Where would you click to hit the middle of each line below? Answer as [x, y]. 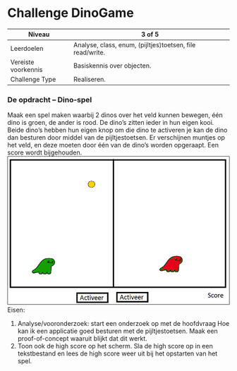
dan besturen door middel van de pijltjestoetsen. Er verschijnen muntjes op [116, 137]
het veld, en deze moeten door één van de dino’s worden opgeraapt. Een [113, 145]
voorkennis [26, 69]
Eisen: [16, 310]
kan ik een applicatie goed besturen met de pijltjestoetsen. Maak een [118, 331]
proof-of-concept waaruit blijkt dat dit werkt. [83, 338]
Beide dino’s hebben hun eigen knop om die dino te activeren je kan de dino [117, 130]
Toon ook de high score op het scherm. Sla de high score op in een [115, 346]
